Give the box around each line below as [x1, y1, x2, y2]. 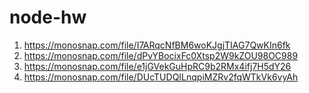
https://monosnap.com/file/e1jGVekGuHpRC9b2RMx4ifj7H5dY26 [23, 60, 292, 72]
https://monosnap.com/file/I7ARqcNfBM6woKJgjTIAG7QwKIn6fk [23, 39, 291, 51]
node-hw [9, 6, 87, 29]
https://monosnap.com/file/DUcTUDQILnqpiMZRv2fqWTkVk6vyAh [23, 71, 299, 83]
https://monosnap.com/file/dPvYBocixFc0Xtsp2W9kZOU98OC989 [23, 49, 299, 61]
